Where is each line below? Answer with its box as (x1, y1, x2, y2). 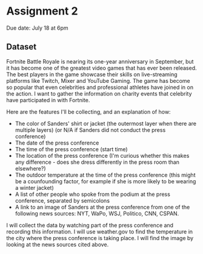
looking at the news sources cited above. (6, 241, 109, 248)
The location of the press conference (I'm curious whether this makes (15, 152, 190, 159)
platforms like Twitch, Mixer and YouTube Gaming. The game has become (6, 77, 191, 84)
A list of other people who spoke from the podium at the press (15, 190, 171, 198)
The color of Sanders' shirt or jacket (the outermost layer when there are (15, 120, 197, 127)
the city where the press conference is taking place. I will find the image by (6, 234, 194, 241)
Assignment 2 (6, 4, 78, 18)
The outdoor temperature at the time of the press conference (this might (15, 171, 196, 178)
